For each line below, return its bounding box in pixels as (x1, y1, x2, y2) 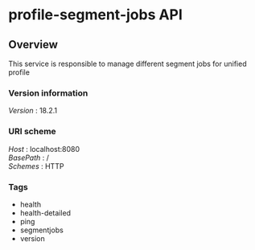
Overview (8, 38, 59, 51)
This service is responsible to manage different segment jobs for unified (8, 59, 247, 68)
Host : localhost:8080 (8, 144, 80, 154)
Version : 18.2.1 (8, 106, 58, 116)
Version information (8, 87, 88, 98)
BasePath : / (8, 153, 50, 162)
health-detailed (19, 207, 71, 218)
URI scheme (8, 126, 56, 137)
